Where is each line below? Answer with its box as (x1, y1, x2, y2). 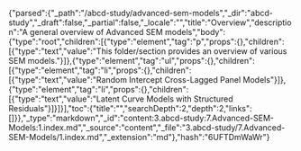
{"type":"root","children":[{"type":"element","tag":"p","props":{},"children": (8, 36, 285, 47)
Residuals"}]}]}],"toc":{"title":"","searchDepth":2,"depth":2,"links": (8, 103, 253, 113)
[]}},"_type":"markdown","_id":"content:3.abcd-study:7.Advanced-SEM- (8, 112, 275, 123)
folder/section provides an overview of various (114, 46, 287, 57)
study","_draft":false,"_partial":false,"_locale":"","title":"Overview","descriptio (8, 17, 292, 28)
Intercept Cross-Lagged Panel (129, 75, 242, 84)
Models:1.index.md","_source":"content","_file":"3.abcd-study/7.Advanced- (8, 122, 286, 133)
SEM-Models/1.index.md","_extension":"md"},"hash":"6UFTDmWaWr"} (8, 132, 270, 142)
